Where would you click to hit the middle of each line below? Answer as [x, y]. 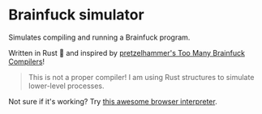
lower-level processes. [66, 86]
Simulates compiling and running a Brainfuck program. [99, 37]
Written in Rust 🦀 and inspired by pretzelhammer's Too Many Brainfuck [127, 53]
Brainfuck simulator [76, 15]
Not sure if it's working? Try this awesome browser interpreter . [113, 101]
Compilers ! [27, 61]
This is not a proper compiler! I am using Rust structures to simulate [141, 77]
